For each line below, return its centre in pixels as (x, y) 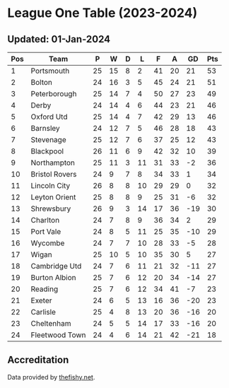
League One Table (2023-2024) (102, 13)
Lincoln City (51, 186)
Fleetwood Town (58, 335)
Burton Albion (53, 277)
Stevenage (48, 140)
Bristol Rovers (54, 174)
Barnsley (45, 128)
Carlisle (43, 312)
